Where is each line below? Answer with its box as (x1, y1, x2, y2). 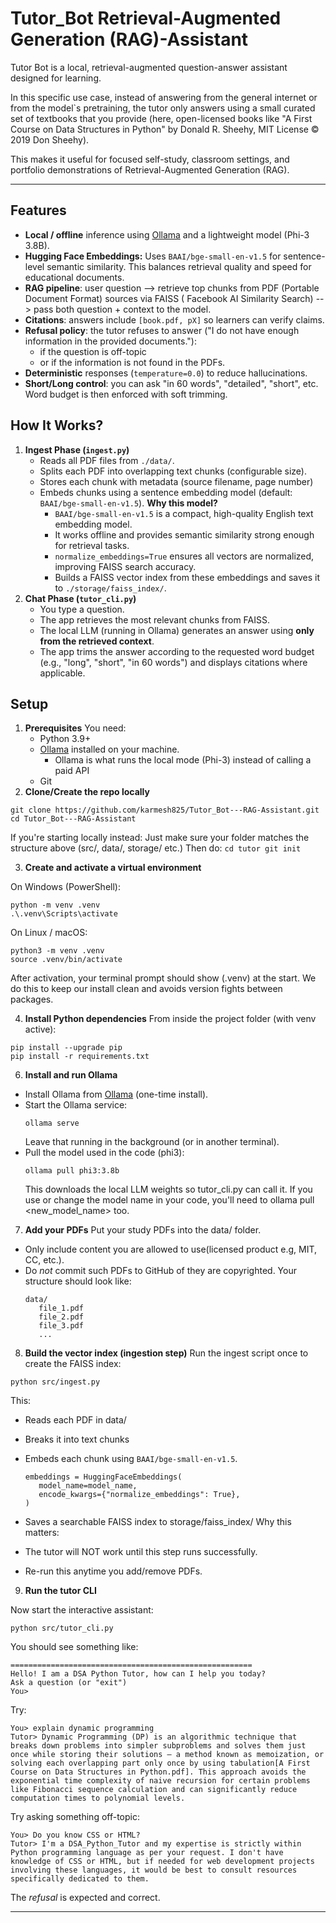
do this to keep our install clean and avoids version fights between (10, 983, 283, 995)
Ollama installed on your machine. (39, 743, 180, 756)
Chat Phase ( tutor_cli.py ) (24, 592, 137, 604)
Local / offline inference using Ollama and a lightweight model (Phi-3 (24, 228, 310, 241)
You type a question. (39, 603, 125, 615)
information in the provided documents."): (24, 335, 197, 347)
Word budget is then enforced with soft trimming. (24, 388, 228, 400)
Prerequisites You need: (24, 722, 127, 734)
